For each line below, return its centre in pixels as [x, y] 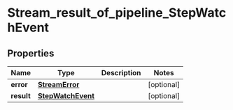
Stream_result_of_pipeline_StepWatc [117, 13]
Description [121, 73]
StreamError [58, 85]
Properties [31, 53]
